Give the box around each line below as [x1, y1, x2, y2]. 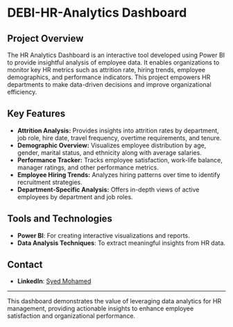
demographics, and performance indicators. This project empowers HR [7, 73, 211, 81]
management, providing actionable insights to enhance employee [7, 304, 194, 313]
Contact [7, 259, 43, 271]
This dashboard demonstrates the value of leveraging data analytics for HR [7, 297, 222, 305]
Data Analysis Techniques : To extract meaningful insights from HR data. [17, 238, 226, 247]
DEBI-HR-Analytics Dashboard [7, 5, 187, 21]
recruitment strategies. [17, 178, 83, 186]
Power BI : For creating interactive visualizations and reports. [17, 231, 191, 240]
